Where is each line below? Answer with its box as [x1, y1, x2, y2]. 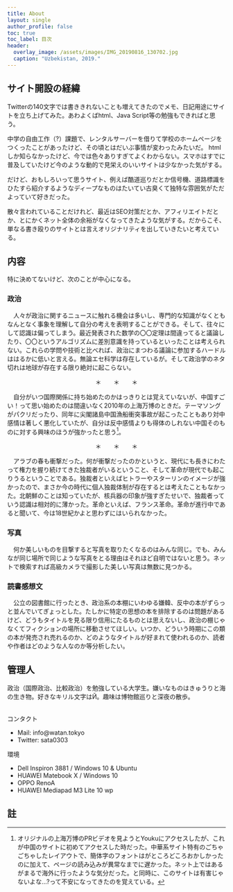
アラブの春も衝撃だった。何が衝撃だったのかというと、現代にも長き [12, 457, 208, 465]
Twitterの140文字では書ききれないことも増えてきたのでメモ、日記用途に [7, 102, 213, 111]
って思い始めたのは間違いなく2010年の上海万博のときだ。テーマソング [19, 401, 221, 410]
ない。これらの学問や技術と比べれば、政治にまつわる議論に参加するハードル [7, 346, 226, 354]
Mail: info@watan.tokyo [17, 728, 85, 737]
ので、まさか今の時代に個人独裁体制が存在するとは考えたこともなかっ [25, 483, 226, 491]
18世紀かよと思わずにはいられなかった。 [55, 509, 171, 517]
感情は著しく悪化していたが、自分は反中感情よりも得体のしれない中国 [7, 419, 208, 427]
